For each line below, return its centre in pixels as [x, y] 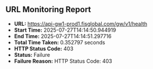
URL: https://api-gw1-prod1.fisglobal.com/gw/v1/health [81, 23]
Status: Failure [32, 54]
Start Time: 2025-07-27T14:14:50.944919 [65, 30]
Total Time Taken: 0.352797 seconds [59, 42]
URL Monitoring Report [49, 10]
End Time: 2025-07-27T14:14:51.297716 [63, 36]
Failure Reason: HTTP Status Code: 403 [63, 61]
